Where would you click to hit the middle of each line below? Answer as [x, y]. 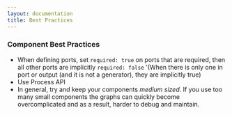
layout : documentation [40, 14]
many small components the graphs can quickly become [98, 97]
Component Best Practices [54, 45]
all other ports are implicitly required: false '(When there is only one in [120, 67]
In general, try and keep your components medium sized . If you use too [120, 89]
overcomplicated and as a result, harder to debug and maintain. [108, 104]
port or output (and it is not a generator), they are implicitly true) [109, 75]
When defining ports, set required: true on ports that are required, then [121, 59]
